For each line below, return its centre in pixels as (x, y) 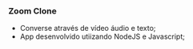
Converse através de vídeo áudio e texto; (88, 28)
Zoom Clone (33, 11)
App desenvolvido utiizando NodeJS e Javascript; (103, 36)
